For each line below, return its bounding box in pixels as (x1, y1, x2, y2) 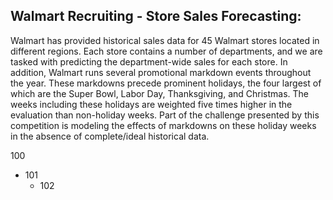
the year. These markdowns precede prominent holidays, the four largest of (10, 77, 322, 89)
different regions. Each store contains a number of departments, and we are (10, 45, 323, 57)
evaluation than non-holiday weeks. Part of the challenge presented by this (10, 109, 320, 121)
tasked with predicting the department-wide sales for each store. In (10, 55, 288, 68)
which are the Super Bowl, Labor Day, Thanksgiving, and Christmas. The (10, 87, 310, 99)
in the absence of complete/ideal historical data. (10, 130, 210, 142)
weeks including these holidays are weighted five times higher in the (10, 98, 293, 110)
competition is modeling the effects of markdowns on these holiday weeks (10, 119, 317, 131)
